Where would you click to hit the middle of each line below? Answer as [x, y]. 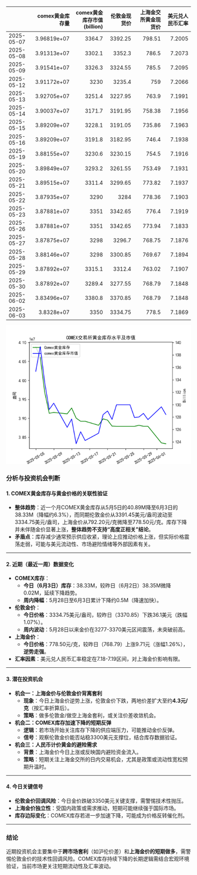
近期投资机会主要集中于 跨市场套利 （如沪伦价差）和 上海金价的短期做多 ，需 [96, 852]
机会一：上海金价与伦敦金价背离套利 [58, 693]
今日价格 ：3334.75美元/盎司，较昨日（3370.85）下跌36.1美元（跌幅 [105, 615]
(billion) [94, 26]
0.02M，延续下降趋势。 [52, 593]
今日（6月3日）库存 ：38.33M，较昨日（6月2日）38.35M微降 [97, 586]
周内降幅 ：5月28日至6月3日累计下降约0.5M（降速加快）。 [93, 600]
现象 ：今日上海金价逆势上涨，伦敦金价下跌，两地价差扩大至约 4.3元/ [106, 700]
